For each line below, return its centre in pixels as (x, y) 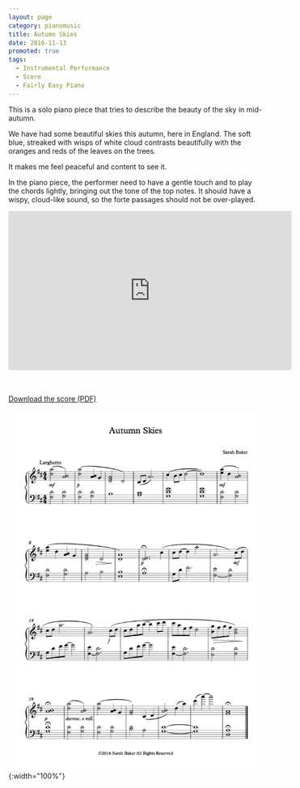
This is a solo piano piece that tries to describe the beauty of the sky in (127, 109)
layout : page (30, 17)
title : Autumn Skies (43, 34)
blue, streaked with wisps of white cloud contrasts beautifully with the (125, 142)
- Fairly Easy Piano (50, 85)
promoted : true (34, 51)
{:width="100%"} (37, 776)
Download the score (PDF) (53, 398)
